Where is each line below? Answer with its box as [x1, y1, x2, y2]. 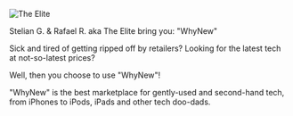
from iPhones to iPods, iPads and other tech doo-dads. [9, 96, 211, 107]
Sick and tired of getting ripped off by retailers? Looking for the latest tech [9, 43, 281, 54]
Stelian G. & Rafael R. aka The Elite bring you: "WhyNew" [9, 26, 218, 36]
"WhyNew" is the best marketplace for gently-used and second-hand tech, [9, 87, 285, 97]
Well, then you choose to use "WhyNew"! [9, 70, 161, 80]
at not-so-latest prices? [9, 53, 95, 62]
